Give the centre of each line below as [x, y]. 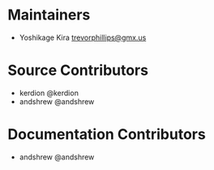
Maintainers [49, 15]
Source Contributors [78, 70]
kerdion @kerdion [49, 93]
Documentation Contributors [107, 135]
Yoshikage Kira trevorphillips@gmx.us [83, 37]
